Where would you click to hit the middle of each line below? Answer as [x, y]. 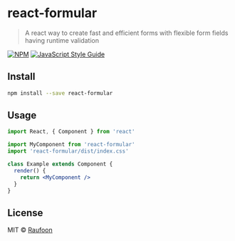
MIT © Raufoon [30, 230]
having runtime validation [62, 40]
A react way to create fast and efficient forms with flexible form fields [126, 33]
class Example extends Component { [60, 164]
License [25, 213]
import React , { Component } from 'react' [71, 132]
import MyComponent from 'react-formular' [71, 145]
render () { [30, 170]
